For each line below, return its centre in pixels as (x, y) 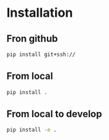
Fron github (32, 39)
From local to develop (54, 114)
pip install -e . (32, 130)
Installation (40, 13)
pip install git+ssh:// (41, 54)
